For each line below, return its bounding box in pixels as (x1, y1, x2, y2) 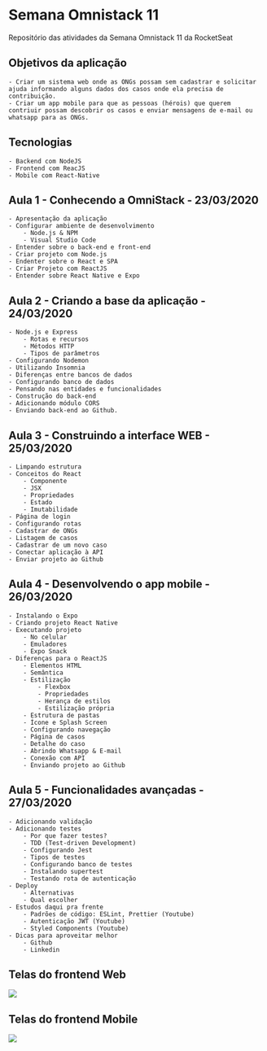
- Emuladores (23, 640, 68, 648)
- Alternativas (23, 888, 75, 896)
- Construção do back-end (8, 392, 96, 400)
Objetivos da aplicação (8, 56, 128, 70)
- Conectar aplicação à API (8, 548, 104, 556)
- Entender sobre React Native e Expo (8, 272, 140, 280)
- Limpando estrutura (8, 463, 82, 471)
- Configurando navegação (23, 726, 112, 734)
